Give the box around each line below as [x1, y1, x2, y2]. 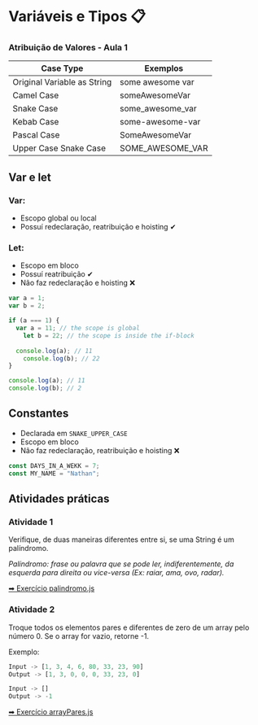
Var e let [8, 170, 51, 184]
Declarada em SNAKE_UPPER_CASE [20, 428, 128, 438]
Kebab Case [12, 116, 59, 128]
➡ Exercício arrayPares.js [8, 707, 94, 717]
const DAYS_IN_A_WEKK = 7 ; [8, 461, 100, 470]
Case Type [40, 63, 84, 74]
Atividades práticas [8, 492, 110, 506]
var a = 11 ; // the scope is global [15, 324, 140, 333]
